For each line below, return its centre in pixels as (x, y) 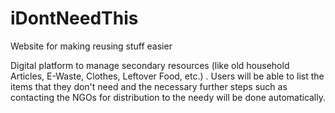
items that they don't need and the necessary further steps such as (149, 86)
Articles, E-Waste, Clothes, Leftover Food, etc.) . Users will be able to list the (167, 76)
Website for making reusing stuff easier (91, 46)
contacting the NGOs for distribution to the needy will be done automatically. (168, 97)
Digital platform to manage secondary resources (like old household (150, 65)
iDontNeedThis (74, 18)
